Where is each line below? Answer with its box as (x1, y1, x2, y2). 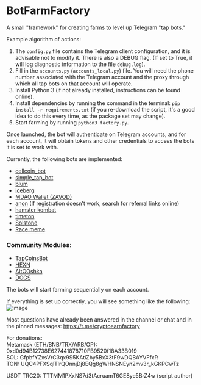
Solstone (15, 219, 38, 226)
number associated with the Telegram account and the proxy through (15, 73, 189, 81)
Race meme (15, 225, 46, 232)
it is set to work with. (6, 143, 58, 151)
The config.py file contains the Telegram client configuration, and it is (15, 47, 191, 55)
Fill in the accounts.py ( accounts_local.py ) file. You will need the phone (15, 67, 194, 74)
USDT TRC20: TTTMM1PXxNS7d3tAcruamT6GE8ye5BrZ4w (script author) (6, 372, 193, 380)
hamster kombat (15, 206, 57, 214)
